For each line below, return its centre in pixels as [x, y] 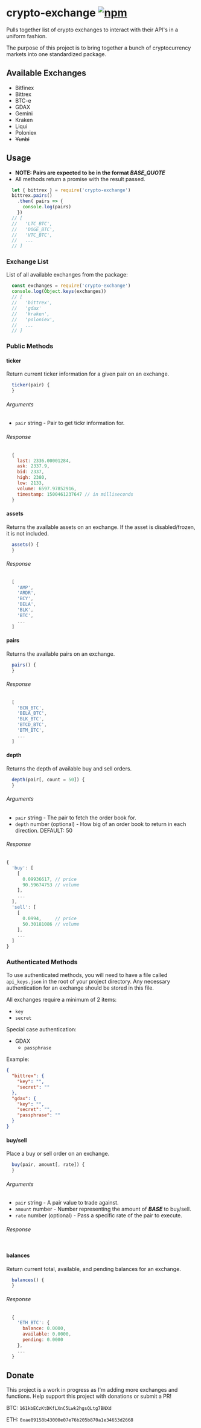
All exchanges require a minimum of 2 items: [62, 1000]
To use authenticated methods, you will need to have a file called [87, 975]
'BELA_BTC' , [32, 713]
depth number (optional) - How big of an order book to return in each [101, 824]
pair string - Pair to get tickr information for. [70, 423]
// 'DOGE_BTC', [33, 229]
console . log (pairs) [46, 207]
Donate [20, 1375]
